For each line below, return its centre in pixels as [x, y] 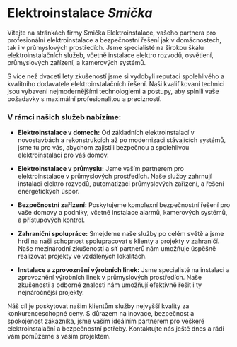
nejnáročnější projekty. [51, 293]
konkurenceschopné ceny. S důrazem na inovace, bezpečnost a [101, 314]
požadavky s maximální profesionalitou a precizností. [85, 99]
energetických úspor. [48, 192]
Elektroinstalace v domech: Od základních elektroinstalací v [106, 133]
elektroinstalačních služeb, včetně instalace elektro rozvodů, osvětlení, [110, 55]
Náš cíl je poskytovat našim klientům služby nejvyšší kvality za [98, 306]
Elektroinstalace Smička [80, 13]
